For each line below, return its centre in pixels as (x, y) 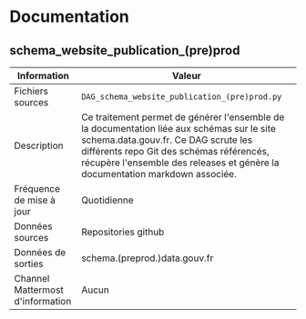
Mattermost (39, 290)
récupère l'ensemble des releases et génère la (180, 163)
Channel (32, 279)
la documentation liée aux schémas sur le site (178, 129)
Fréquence (37, 189)
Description (39, 145)
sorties (29, 264)
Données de (40, 252)
